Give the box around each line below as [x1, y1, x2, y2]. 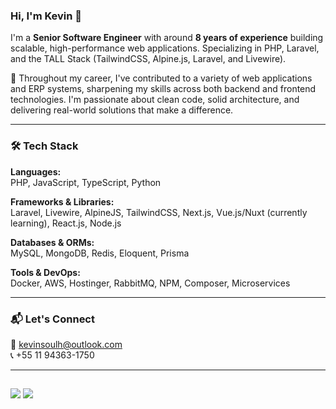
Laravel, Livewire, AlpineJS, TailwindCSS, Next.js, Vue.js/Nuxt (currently [10, 206, 308, 218]
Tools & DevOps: [10, 266, 81, 278]
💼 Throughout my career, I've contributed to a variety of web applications [10, 72, 313, 84]
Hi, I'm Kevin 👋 [10, 9, 83, 23]
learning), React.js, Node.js [10, 217, 122, 229]
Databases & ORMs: [10, 236, 95, 248]
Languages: [10, 165, 62, 178]
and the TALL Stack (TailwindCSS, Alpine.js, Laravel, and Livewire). [10, 53, 287, 65]
